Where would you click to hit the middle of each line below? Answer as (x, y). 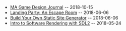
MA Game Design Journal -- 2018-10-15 (51, 7)
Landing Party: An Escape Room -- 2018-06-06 (59, 12)
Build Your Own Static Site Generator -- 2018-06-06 (64, 18)
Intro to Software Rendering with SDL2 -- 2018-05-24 (66, 23)
